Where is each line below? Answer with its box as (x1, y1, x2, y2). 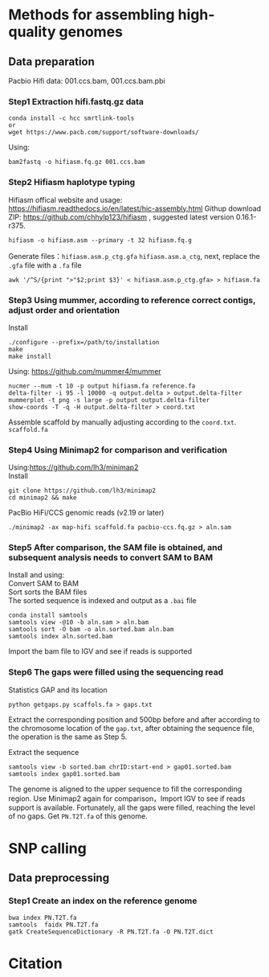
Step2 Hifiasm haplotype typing (8, 177, 136, 188)
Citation (8, 954, 63, 972)
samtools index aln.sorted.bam (8, 633, 113, 641)
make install (8, 352, 52, 360)
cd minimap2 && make (8, 494, 78, 502)
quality (8, 23, 56, 41)
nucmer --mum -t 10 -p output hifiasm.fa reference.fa (8, 382, 196, 390)
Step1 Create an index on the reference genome (8, 895, 198, 906)
